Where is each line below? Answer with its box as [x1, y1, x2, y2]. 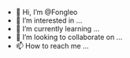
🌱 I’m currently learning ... [15, 24, 100, 33]
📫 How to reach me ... [15, 42, 89, 50]
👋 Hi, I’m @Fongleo [15, 8, 78, 16]
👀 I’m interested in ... [15, 16, 83, 25]
